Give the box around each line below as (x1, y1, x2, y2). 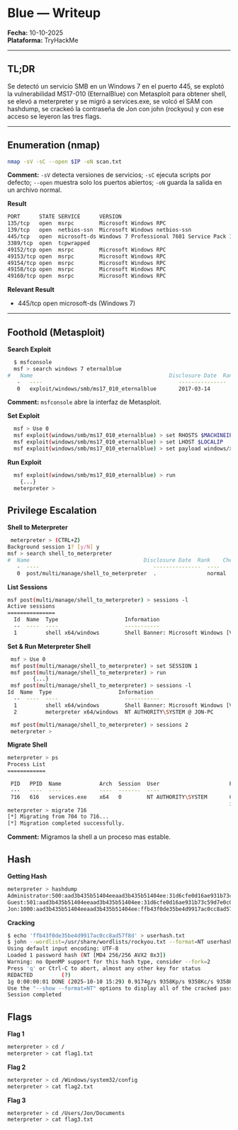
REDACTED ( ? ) (7, 971, 72, 978)
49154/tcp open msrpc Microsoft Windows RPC (7, 259, 166, 266)
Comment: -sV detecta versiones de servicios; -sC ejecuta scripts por (7, 171, 211, 179)
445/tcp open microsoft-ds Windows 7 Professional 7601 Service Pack (7, 233, 227, 240)
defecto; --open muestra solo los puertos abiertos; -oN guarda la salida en (7, 179, 222, 187)
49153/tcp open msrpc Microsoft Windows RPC (7, 253, 166, 260)
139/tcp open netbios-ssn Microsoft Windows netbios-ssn (7, 227, 192, 234)
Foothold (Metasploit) (7, 326, 105, 338)
